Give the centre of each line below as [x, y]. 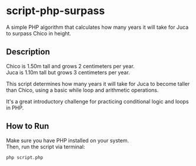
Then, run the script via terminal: [46, 147]
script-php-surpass [55, 11]
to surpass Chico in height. [39, 33]
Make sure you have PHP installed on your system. [68, 140]
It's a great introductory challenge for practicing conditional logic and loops [98, 101]
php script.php [25, 157]
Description [28, 52]
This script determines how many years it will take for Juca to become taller [98, 84]
